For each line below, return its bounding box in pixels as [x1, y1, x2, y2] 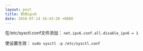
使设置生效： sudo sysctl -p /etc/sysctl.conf [5, 40, 100, 46]
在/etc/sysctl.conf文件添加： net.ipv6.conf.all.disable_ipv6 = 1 [5, 30, 139, 36]
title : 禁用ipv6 [5, 12, 37, 17]
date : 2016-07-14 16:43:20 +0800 [5, 16, 73, 21]
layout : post [5, 7, 32, 12]
